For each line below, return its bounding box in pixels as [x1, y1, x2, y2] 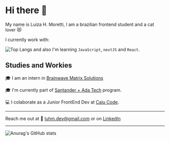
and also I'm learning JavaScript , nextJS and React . [33, 46, 140, 52]
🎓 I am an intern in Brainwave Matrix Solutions [5, 75, 104, 81]
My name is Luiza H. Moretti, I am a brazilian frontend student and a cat [5, 21, 154, 27]
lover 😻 [5, 26, 22, 32]
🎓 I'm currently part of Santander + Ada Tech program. [5, 87, 122, 93]
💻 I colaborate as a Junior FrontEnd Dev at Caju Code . [5, 99, 119, 105]
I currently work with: [5, 37, 50, 43]
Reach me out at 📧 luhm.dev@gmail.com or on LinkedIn [5, 115, 121, 121]
